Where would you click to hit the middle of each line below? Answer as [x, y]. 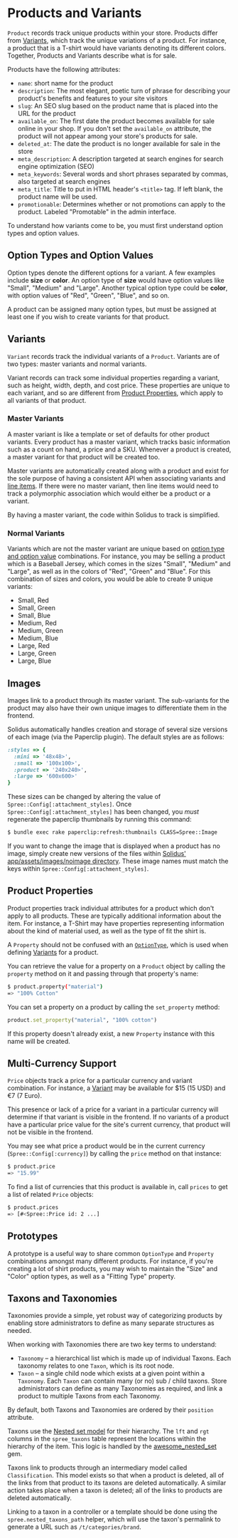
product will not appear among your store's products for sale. [107, 136]
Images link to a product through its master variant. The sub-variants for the [118, 700]
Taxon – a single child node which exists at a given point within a [111, 1374]
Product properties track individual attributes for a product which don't [111, 908]
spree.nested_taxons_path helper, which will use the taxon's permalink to [114, 1519]
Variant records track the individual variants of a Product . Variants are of [114, 356]
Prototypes [33, 1236]
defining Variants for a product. [53, 952]
